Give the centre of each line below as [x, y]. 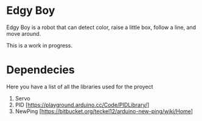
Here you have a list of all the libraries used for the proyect [80, 87]
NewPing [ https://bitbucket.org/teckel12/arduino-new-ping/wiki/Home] [104, 111]
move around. [24, 33]
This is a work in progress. [40, 45]
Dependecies [40, 70]
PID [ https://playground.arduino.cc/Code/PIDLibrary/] [82, 105]
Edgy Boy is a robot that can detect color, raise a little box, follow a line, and [101, 27]
